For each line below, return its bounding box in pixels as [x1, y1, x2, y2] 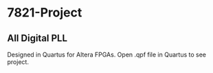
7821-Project [7, 5, 82, 21]
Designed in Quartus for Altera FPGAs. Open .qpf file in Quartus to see [7, 50, 206, 59]
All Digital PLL [7, 32, 67, 44]
